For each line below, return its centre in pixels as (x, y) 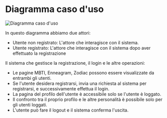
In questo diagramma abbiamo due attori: (48, 33)
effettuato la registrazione (39, 53)
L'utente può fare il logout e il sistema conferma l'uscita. (70, 110)
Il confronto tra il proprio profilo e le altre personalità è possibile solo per (87, 99)
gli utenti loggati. (30, 104)
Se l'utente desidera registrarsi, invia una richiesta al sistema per (79, 83)
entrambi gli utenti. (32, 78)
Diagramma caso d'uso (55, 9)
